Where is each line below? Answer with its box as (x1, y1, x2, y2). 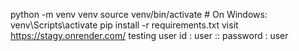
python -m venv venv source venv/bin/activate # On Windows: (10, 9, 268, 20)
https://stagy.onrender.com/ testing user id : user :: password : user (10, 30, 289, 41)
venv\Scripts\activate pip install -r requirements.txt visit (10, 19, 239, 31)
